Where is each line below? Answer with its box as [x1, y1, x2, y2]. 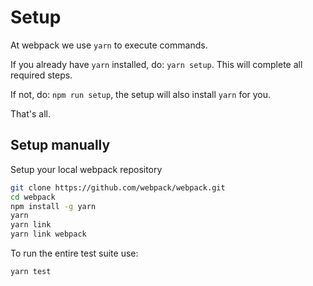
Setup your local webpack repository [10, 163, 163, 175]
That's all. [10, 107, 51, 120]
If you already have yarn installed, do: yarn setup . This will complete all [10, 58, 303, 70]
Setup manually [10, 137, 111, 154]
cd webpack [10, 192, 56, 202]
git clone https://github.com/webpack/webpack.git [10, 182, 226, 193]
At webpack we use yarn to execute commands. [10, 39, 208, 51]
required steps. [10, 69, 73, 81]
